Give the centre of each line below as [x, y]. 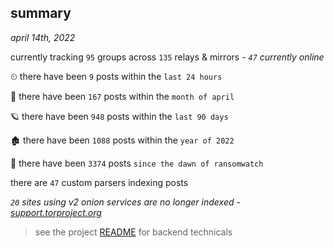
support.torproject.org [56, 212]
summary [41, 13]
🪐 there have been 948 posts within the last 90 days [119, 116]
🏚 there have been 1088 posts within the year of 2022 [122, 140]
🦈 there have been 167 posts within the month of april [122, 96]
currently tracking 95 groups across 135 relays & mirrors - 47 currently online [167, 57]
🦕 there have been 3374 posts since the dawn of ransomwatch [137, 163]
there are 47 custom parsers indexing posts [99, 182]
